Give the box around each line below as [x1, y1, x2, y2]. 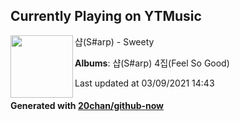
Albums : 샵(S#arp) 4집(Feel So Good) [74, 57, 230, 69]
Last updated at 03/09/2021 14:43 [74, 77, 215, 89]
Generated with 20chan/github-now [10, 100, 165, 112]
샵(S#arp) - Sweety [74, 35, 155, 48]
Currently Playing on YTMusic [10, 8, 202, 25]
